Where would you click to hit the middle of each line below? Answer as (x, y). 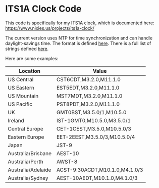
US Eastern (21, 87)
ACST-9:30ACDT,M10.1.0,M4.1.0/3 (100, 170)
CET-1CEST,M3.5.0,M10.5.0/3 (94, 128)
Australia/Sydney (28, 178)
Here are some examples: (32, 58)
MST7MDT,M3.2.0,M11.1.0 (89, 96)
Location (30, 71)
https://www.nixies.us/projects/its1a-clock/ (50, 28)
